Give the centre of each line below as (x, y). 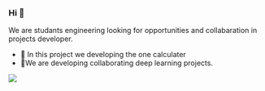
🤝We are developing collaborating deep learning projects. (117, 63)
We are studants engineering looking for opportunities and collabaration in (133, 31)
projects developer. (41, 39)
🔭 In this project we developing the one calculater (103, 55)
